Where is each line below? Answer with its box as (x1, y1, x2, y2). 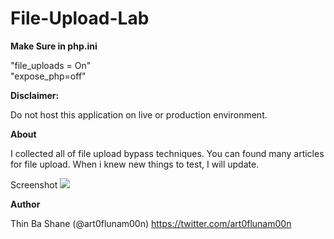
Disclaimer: (10, 89, 60, 101)
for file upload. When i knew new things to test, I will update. (10, 158, 260, 170)
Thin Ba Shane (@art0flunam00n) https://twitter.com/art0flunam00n (10, 217, 292, 229)
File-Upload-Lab (10, 7, 150, 30)
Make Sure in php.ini (10, 40, 98, 52)
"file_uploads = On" (10, 59, 92, 71)
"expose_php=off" (10, 70, 87, 82)
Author (10, 198, 41, 210)
